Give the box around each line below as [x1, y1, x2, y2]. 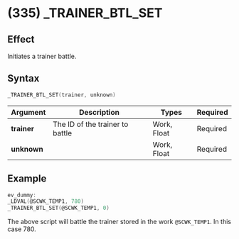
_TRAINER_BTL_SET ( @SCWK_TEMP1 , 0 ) [7, 204, 110, 212]
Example [7, 172, 47, 185]
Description [79, 107, 119, 117]
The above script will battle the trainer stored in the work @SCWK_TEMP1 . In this [7, 218, 231, 226]
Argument [11, 107, 46, 117]
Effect [7, 33, 35, 45]
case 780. [7, 225, 37, 233]
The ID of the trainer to [53, 119, 129, 129]
